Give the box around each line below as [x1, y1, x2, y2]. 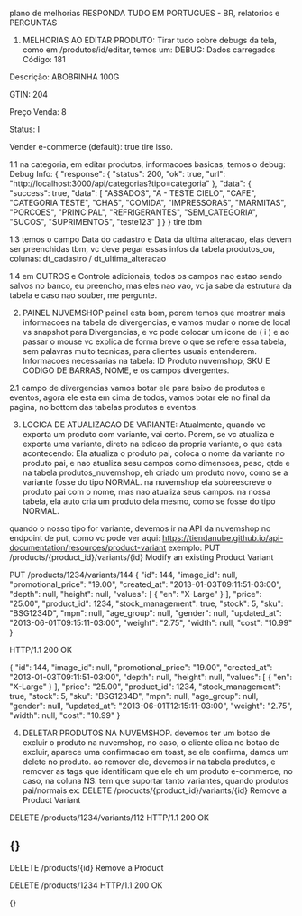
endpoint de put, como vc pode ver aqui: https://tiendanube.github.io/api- [9, 533, 284, 543]
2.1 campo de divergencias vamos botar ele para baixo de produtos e [9, 383, 266, 393]
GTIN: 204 [9, 89, 48, 99]
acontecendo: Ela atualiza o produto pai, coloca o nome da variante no [22, 448, 286, 459]
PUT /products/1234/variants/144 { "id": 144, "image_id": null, [9, 569, 238, 580]
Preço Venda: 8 [9, 107, 67, 117]
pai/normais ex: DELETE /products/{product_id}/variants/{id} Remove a [22, 785, 287, 796]
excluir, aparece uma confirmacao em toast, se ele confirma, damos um [22, 747, 289, 757]
